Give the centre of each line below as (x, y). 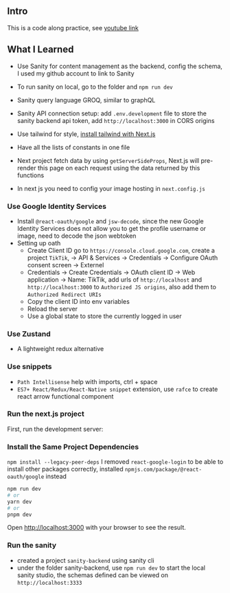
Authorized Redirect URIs (64, 295)
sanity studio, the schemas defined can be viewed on (93, 575)
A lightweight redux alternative (60, 349)
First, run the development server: (55, 429)
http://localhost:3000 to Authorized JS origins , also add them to (122, 287)
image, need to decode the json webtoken (77, 236)
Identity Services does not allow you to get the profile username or (112, 228)
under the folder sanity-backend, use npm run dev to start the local (111, 568)
